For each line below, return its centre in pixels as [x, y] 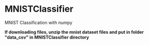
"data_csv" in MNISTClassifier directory [47, 37]
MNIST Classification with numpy [39, 22]
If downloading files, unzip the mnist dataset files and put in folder [74, 32]
